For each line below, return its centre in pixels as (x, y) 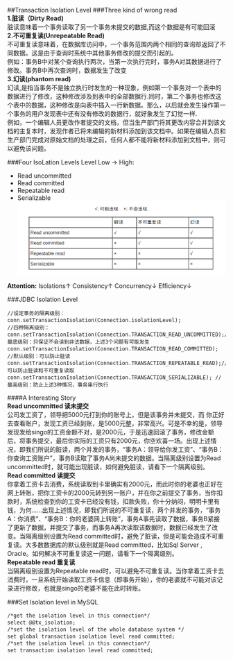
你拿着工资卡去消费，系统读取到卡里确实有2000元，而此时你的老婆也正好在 (115, 484)
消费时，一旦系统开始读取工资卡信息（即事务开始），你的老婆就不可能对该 (112, 579)
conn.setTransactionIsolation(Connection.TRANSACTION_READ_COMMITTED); (113, 349)
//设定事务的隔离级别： (36, 314)
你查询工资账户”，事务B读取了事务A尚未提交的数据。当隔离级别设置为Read (114, 458)
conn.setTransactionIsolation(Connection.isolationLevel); (94, 321)
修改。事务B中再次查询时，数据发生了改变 (67, 70)
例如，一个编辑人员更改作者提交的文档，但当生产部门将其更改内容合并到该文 (116, 122)
